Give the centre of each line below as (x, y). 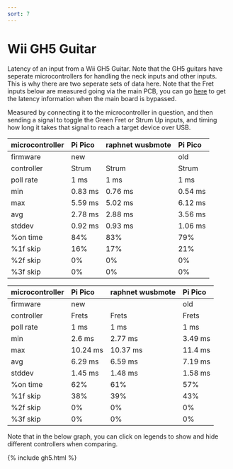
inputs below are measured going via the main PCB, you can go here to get (116, 91)
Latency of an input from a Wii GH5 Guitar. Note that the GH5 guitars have (115, 69)
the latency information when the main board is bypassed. (92, 98)
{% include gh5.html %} (42, 458)
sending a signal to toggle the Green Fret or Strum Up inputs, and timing (112, 120)
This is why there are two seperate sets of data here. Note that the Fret (111, 83)
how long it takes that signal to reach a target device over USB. (99, 127)
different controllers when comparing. (63, 444)
